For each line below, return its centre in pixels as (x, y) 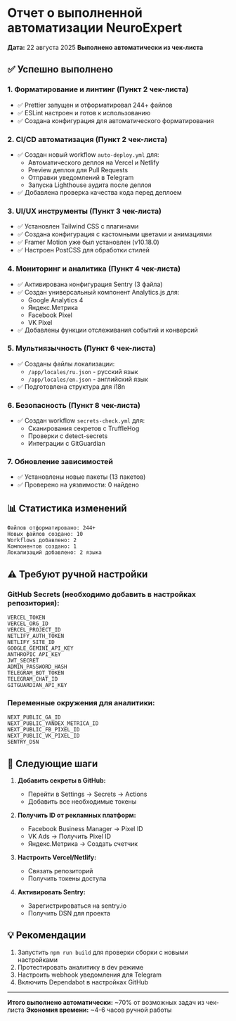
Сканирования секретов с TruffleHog (84, 429)
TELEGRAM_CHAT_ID (33, 679)
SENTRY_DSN (23, 742)
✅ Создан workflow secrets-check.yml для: (81, 420)
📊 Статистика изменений (67, 508)
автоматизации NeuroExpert (95, 28)
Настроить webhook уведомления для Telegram (90, 975)
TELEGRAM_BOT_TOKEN (36, 673)
